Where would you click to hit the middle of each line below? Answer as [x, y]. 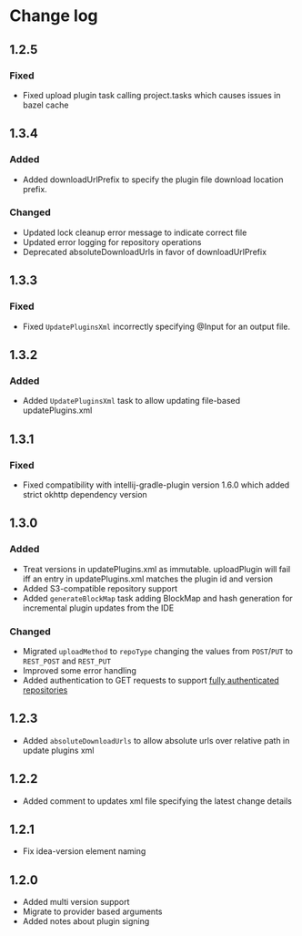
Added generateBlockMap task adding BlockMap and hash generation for [157, 598]
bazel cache [45, 105]
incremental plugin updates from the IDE [98, 608]
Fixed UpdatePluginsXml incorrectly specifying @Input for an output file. [156, 326]
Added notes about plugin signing [86, 921]
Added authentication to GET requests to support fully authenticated [151, 680]
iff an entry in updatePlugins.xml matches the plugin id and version [148, 579]
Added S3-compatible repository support [100, 588]
